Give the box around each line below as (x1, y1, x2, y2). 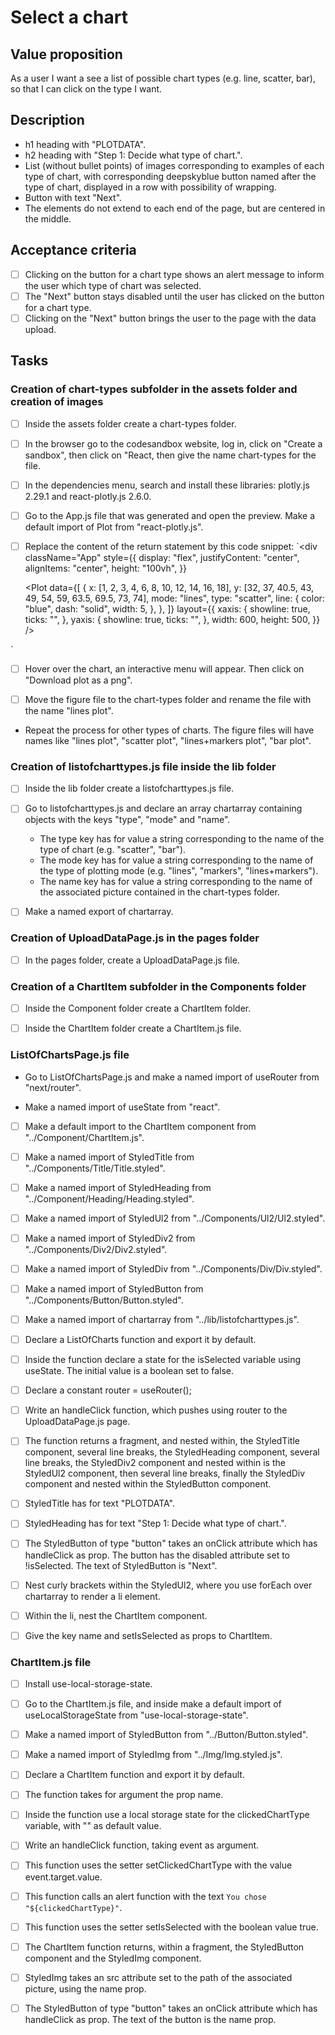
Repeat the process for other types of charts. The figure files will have (24, 724, 315, 736)
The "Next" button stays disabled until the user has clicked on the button (24, 290, 325, 302)
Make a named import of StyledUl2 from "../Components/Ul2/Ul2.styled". (24, 1212, 326, 1224)
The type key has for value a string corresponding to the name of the (39, 833, 325, 845)
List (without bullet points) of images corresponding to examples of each (24, 159, 325, 171)
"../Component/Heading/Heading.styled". (24, 1192, 195, 1205)
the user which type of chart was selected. (24, 279, 202, 291)
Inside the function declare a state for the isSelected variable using (24, 1354, 302, 1366)
